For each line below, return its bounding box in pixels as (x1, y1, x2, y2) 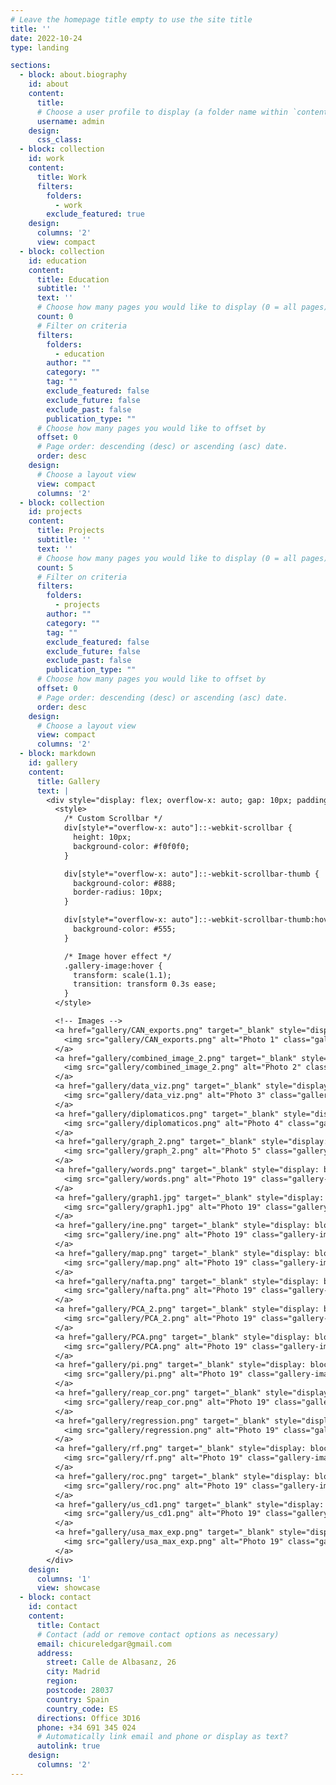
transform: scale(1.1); (73, 970, 172, 980)
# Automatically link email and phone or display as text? (36, 1732, 288, 1742)
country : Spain (46, 1694, 110, 1705)
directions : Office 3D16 (36, 1713, 141, 1723)
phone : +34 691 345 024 (36, 1722, 137, 1733)
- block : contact (19, 1592, 92, 1603)
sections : (10, 61, 52, 71)
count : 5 (36, 562, 74, 573)
